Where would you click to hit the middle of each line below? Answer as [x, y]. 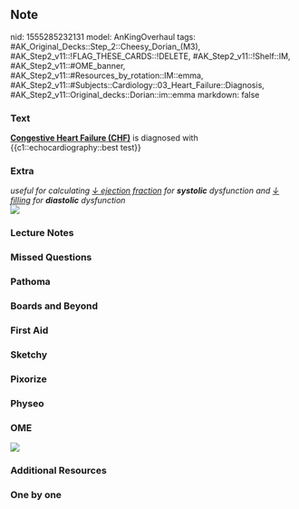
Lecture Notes [42, 233]
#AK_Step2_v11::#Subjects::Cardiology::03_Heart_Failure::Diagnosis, [138, 84]
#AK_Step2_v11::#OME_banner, [68, 65]
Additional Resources [58, 470]
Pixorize [29, 378]
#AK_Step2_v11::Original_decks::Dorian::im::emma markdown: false [135, 94]
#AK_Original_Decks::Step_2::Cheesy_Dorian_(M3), [106, 46]
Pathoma [30, 282]
